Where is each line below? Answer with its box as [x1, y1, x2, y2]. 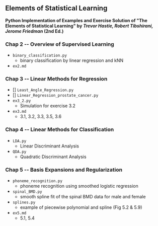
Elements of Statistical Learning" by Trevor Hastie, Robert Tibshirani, [5, 23, 153, 29]
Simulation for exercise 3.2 [20, 103, 75, 109]
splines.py [12, 200, 36, 205]
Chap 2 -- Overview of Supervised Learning [5, 40, 114, 47]
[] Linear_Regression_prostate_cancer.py [12, 92, 99, 98]
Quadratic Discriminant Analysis [20, 154, 87, 160]
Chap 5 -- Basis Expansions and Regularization [5, 166, 122, 173]
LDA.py [12, 138, 27, 143]
